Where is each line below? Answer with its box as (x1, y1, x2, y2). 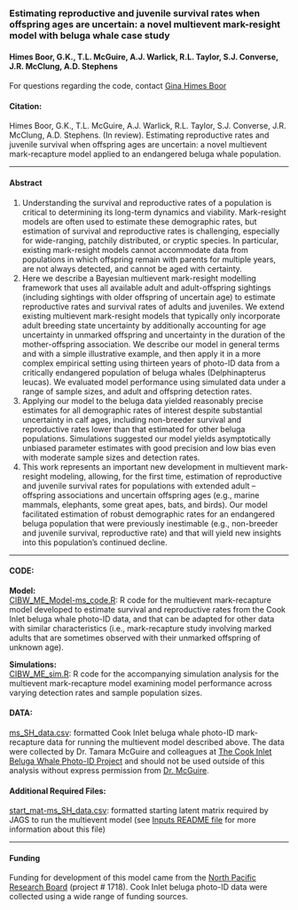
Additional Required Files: (9, 785, 106, 796)
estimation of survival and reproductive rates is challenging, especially (21, 226, 280, 236)
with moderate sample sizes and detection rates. (21, 452, 200, 463)
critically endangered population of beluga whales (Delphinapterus (21, 367, 266, 377)
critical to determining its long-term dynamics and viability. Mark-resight (21, 207, 286, 218)
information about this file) (9, 824, 106, 835)
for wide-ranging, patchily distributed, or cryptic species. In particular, (21, 234, 279, 246)
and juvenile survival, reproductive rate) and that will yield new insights (21, 527, 282, 538)
